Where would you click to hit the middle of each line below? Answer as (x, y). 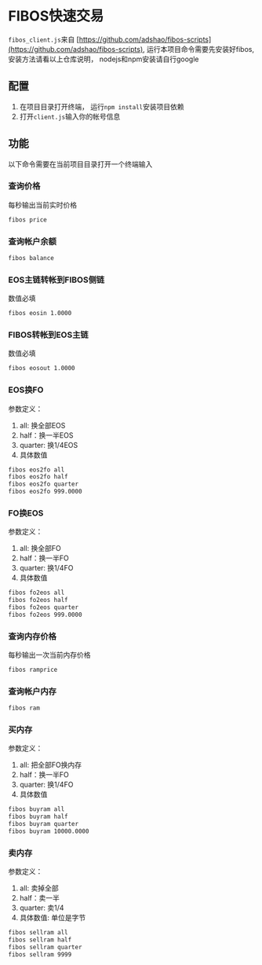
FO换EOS (26, 513)
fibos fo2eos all (36, 593)
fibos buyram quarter (44, 824)
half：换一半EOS (46, 435)
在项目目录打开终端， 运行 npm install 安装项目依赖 (102, 106)
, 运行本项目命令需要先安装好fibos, (198, 49)
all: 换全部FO (40, 549)
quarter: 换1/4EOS (49, 445)
